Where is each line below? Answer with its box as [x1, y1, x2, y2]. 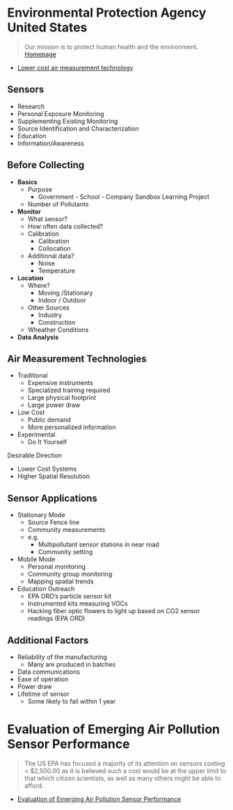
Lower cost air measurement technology [17, 63, 134, 72]
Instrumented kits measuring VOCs [27, 599, 128, 608]
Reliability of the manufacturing [17, 653, 108, 661]
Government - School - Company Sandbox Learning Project [38, 193, 210, 201]
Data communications [17, 667, 81, 676]
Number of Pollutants [27, 200, 89, 208]
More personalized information [27, 423, 116, 432]
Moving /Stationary [38, 289, 93, 297]
